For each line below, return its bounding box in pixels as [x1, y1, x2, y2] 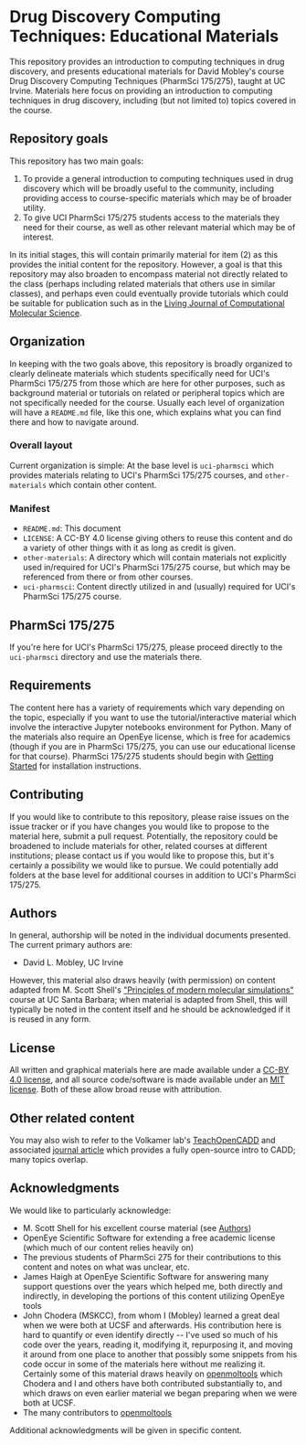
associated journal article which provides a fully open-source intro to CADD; [9, 1144, 297, 1155]
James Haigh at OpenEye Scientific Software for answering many [22, 1270, 269, 1281]
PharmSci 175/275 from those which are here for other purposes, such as [9, 377, 286, 388]
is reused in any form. [9, 1014, 91, 1025]
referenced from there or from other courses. [22, 571, 194, 582]
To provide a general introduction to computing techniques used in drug [22, 173, 294, 184]
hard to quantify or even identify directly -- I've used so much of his [22, 1329, 279, 1340]
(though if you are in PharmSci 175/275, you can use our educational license [9, 740, 296, 751]
